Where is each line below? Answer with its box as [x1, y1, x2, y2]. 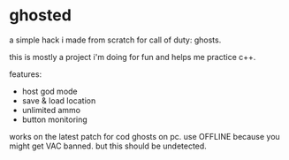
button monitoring [21, 114, 88, 125]
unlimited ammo [21, 104, 81, 115]
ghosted [9, 5, 72, 26]
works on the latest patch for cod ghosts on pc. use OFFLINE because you [9, 131, 280, 141]
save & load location [21, 95, 96, 106]
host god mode [21, 86, 78, 96]
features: [9, 68, 42, 80]
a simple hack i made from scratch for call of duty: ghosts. [9, 34, 222, 45]
